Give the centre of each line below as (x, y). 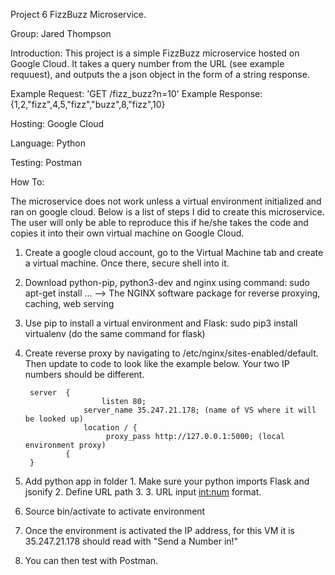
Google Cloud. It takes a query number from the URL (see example (147, 63)
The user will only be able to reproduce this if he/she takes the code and (159, 222)
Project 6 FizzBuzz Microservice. (78, 14)
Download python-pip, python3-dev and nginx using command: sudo (167, 282)
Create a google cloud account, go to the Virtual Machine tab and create (174, 252)
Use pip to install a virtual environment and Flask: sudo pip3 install (161, 323)
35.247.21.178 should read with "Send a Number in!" (131, 541)
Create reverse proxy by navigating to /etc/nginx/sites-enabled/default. (171, 353)
